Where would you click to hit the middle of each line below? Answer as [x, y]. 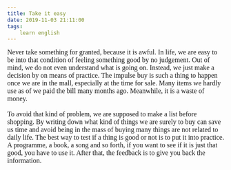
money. [17, 99]
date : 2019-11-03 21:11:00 [46, 20]
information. [24, 161]
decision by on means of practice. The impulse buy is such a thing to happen [113, 76]
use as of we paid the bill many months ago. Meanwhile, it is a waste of [106, 91]
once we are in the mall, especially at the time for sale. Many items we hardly [114, 83]
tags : [15, 26]
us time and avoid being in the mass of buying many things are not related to [113, 130]
